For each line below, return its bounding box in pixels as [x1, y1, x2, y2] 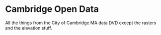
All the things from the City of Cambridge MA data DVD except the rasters [5, 20, 157, 26]
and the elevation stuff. [5, 25, 52, 31]
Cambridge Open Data [5, 3, 99, 15]
